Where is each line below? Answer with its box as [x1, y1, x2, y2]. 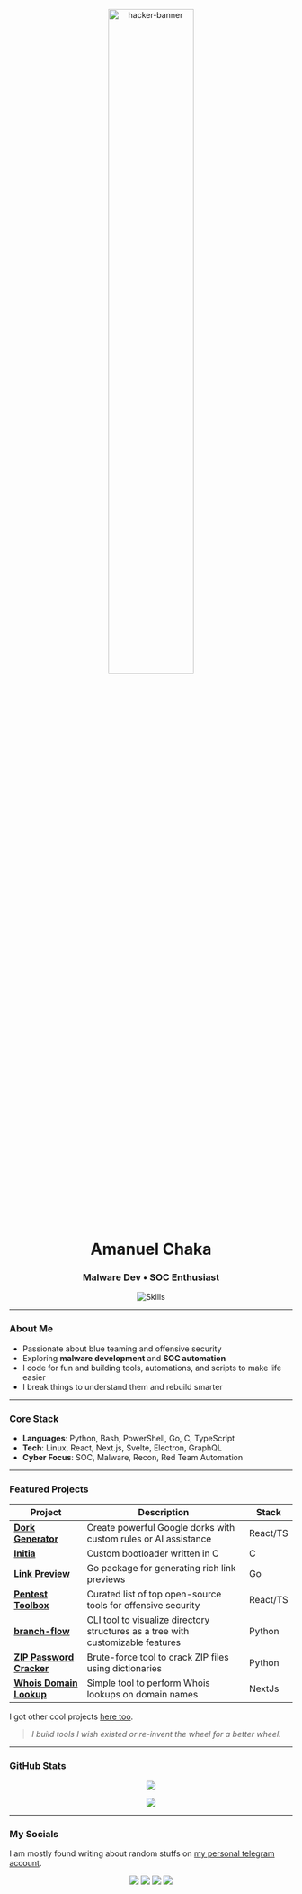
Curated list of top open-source [86, 1587, 222, 1600]
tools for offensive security [86, 1599, 200, 1612]
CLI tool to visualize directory [86, 1614, 210, 1626]
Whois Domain [13, 1677, 78, 1689]
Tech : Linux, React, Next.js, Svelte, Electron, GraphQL [22, 1442, 223, 1453]
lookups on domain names [86, 1688, 199, 1701]
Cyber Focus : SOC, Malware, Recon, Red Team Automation [22, 1452, 244, 1463]
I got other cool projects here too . [9, 1711, 134, 1722]
